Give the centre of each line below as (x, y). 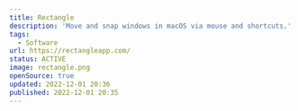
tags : (19, 34)
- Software (38, 43)
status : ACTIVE (38, 59)
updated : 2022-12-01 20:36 (60, 84)
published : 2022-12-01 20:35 (64, 92)
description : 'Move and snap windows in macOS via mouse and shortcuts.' (151, 26)
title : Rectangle (42, 17)
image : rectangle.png (50, 68)
